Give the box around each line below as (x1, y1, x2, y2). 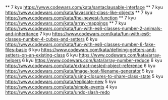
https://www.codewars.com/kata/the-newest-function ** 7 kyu (5, 15, 136, 20)
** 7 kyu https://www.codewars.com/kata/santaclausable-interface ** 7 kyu (5, 4, 163, 10)
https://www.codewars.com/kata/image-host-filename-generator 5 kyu (5, 68, 154, 74)
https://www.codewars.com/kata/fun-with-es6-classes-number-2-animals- (5, 25, 162, 31)
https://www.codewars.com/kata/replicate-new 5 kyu (5, 78, 117, 84)
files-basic (5, 47, 28, 52)
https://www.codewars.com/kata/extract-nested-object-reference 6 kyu (5, 62, 155, 68)
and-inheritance (5, 31, 39, 36)
